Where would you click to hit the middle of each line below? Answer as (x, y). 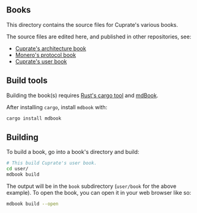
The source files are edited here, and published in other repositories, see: (99, 37)
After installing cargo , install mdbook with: (57, 107)
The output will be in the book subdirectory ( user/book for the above (91, 186)
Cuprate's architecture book (51, 48)
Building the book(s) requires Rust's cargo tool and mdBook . (82, 95)
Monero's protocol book (46, 55)
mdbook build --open (33, 204)
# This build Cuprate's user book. (52, 163)
